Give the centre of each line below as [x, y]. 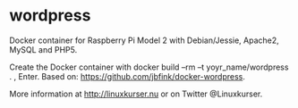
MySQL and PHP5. [43, 49]
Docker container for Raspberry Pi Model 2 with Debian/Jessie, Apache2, [144, 40]
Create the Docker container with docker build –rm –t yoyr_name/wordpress [149, 67]
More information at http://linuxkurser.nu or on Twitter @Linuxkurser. [136, 94]
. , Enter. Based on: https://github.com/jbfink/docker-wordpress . [128, 76]
